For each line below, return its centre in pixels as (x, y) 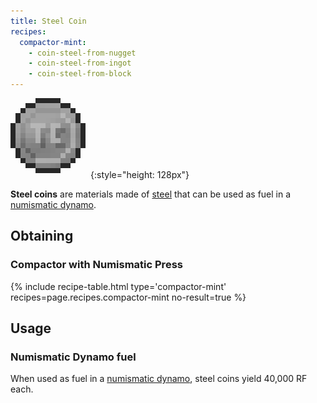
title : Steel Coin (48, 21)
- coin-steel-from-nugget (82, 53)
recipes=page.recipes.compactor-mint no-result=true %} (128, 297)
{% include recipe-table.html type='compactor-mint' (118, 286)
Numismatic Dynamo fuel (73, 357)
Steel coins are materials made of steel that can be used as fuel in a (151, 194)
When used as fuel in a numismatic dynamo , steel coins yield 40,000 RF (159, 379)
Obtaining (42, 236)
